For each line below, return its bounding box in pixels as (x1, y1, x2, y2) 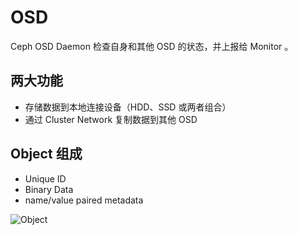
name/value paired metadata (24, 194, 144, 206)
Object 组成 (10, 146, 83, 163)
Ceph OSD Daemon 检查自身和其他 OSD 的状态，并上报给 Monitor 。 (10, 40, 294, 52)
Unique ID (24, 172, 67, 185)
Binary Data (24, 183, 74, 195)
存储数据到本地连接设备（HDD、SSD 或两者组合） (24, 101, 232, 113)
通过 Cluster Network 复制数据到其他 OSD (24, 113, 198, 125)
